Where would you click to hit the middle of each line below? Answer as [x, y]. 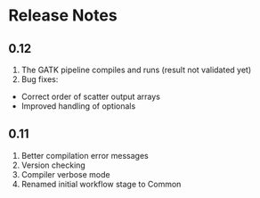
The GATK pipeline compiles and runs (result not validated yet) [136, 70]
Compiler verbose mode [65, 174]
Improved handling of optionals [78, 106]
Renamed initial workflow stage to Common [101, 184]
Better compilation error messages [85, 155]
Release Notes [63, 16]
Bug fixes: [40, 79]
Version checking [53, 165]
